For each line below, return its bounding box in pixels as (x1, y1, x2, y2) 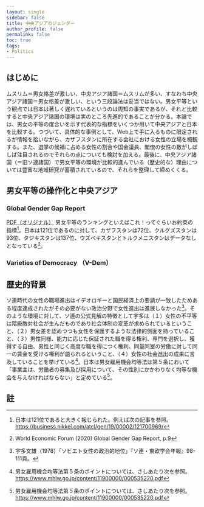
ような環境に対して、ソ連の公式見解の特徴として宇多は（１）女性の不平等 (11, 312, 197, 320)
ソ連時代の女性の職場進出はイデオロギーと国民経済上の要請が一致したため (6, 296, 192, 304)
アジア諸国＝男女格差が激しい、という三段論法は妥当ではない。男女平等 (6, 97, 187, 105)
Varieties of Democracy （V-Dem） (6, 259, 112, 267)
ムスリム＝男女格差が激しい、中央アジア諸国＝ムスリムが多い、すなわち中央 (6, 89, 198, 97)
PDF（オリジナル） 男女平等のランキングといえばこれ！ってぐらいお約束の (6, 219, 193, 226)
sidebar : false (6, 15, 45, 21)
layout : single (6, 9, 45, 15)
